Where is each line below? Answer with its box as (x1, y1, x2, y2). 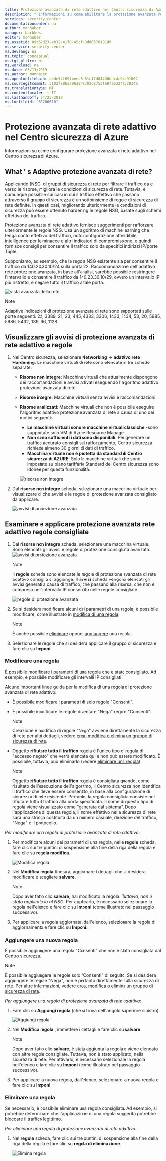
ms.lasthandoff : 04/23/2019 (5, 95, 63, 100)
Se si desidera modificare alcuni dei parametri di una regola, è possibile (12, 606, 158, 612)
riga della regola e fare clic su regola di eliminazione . (12, 1141, 122, 1147)
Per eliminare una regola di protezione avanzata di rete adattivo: (5, 1126, 137, 1132)
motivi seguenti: (19, 414, 53, 420)
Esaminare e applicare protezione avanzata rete (5, 520, 155, 529)
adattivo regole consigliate (5, 528, 89, 536)
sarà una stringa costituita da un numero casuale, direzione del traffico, (12, 814, 158, 820)
